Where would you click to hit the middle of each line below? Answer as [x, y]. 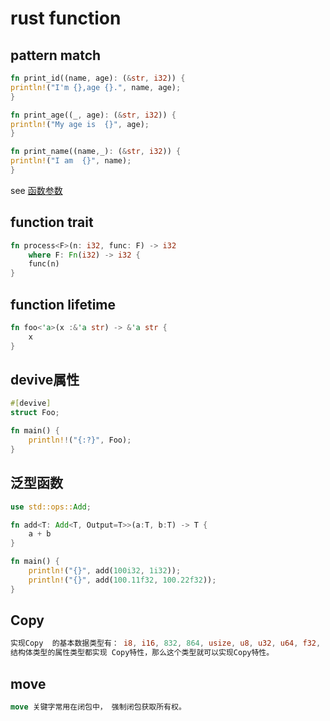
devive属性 [45, 380]
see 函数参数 [36, 190]
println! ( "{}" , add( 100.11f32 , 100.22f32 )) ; [122, 580]
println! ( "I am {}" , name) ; [71, 161]
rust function [66, 18]
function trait [52, 222]
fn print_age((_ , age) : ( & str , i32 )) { [93, 115]
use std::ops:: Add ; [51, 507]
